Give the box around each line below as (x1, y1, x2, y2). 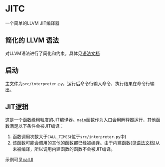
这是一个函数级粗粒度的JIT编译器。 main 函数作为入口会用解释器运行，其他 (5, 117, 156, 123)
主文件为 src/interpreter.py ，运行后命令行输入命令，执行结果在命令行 (5, 80, 151, 86)
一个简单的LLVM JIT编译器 (5, 20, 60, 26)
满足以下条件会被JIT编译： (9, 123, 64, 129)
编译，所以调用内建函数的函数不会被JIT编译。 (21, 146, 116, 152)
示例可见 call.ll (5, 157, 33, 163)
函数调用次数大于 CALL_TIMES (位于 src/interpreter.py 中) (12, 134, 127, 140)
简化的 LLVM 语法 (5, 36, 59, 45)
